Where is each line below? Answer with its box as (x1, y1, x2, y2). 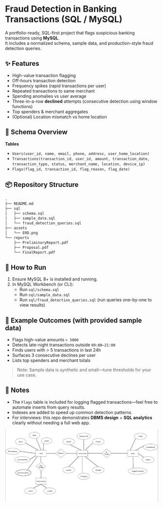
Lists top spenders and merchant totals (12, 357, 91, 363)
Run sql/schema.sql (19, 286, 59, 293)
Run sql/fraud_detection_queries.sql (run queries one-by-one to (19, 297, 152, 303)
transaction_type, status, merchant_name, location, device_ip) (12, 162, 145, 167)
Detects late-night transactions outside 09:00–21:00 (12, 342, 116, 348)
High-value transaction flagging (12, 72, 76, 78)
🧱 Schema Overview (5, 128, 68, 136)
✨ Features (5, 59, 39, 68)
